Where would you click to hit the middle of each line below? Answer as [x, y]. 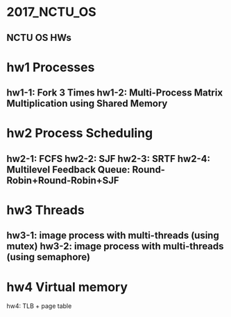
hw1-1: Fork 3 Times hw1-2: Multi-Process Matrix [115, 93]
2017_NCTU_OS [51, 12]
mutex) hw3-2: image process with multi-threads [115, 246]
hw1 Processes [51, 67]
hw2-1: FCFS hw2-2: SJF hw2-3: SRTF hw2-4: [109, 159]
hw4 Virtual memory [67, 287]
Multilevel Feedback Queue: [68, 169]
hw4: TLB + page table [39, 306]
